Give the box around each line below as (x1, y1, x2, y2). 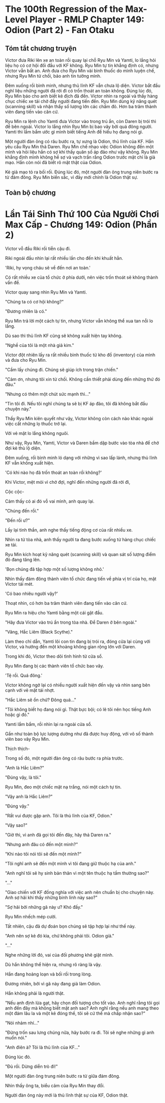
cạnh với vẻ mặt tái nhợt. (5, 687, 55, 693)
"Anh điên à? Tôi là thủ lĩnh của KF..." (5, 1044, 80, 1051)
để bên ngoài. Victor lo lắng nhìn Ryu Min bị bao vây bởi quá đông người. (5, 124, 153, 129)
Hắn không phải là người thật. (5, 990, 65, 996)
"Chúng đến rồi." (5, 508, 39, 514)
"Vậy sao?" (5, 822, 28, 828)
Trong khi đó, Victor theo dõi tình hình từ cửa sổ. (5, 653, 103, 659)
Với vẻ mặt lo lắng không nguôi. (5, 430, 69, 436)
